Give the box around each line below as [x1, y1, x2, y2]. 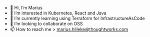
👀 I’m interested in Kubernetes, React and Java [9, 10, 106, 16]
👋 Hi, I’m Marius [9, 5, 42, 10]
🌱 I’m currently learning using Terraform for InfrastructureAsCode [9, 15, 145, 21]
